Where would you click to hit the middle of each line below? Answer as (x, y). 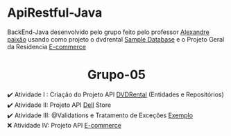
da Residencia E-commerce (47, 46)
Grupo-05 (117, 75)
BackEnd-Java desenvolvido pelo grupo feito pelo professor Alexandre (108, 32)
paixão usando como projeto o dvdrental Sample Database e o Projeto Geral (116, 39)
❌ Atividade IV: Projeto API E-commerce (64, 125)
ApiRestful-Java (55, 13)
